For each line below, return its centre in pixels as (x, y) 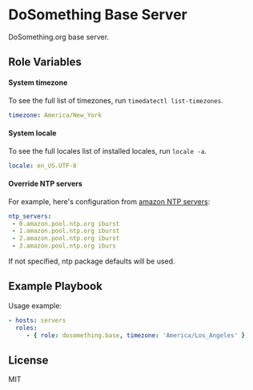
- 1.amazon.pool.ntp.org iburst (66, 231)
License (28, 360)
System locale (32, 133)
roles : (26, 328)
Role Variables (45, 62)
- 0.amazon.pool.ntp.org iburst (66, 223)
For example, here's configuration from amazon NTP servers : (109, 201)
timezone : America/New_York (55, 115)
